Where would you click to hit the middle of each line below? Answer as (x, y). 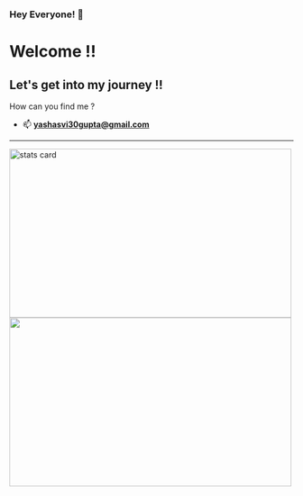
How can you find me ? (52, 106)
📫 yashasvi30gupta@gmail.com (86, 124)
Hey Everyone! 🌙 (46, 14)
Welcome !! (53, 52)
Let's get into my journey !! (87, 85)
